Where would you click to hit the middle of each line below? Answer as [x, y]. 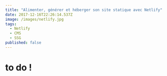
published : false [23, 43]
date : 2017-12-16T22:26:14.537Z [39, 15]
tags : [11, 24]
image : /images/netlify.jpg [35, 19]
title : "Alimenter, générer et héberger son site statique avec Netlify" [84, 10]
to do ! [19, 67]
